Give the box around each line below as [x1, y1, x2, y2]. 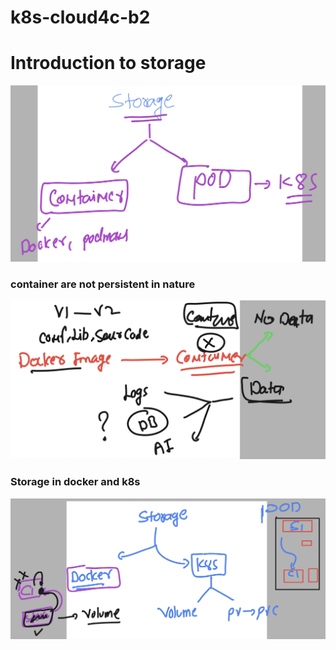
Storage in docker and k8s [10, 475, 141, 489]
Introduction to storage [10, 52, 207, 75]
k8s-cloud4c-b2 [10, 6, 151, 29]
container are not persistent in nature [10, 277, 196, 291]
